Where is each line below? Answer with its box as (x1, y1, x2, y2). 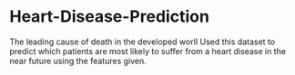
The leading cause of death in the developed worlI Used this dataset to (9, 36, 276, 47)
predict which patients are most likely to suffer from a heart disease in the (9, 45, 287, 56)
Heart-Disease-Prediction (9, 6, 209, 27)
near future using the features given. (9, 55, 147, 66)
